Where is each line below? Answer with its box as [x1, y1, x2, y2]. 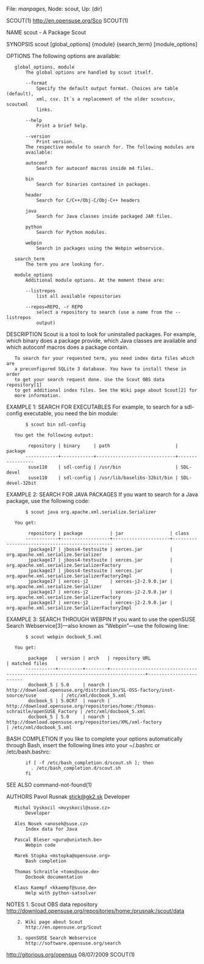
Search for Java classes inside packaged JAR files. [36, 213, 173, 219]
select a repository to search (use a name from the [36, 309, 173, 315]
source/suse [6, 692, 37, 698]
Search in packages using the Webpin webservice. [36, 245, 165, 252]
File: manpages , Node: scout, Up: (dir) [6, 5, 103, 12]
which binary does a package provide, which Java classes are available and [6, 337, 197, 344]
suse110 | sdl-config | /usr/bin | [28, 464, 178, 470]
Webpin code [25, 842, 56, 848]
